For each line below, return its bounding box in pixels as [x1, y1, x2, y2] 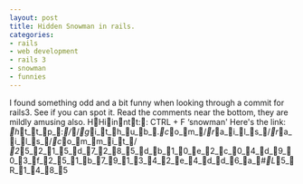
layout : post [9, 13, 59, 23]
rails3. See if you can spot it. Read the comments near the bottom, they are [9, 106, 289, 118]
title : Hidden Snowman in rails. [9, 22, 136, 31]
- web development [9, 47, 79, 56]
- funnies [9, 73, 47, 82]
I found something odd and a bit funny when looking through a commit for [9, 97, 285, 108]
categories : [9, 30, 54, 39]
